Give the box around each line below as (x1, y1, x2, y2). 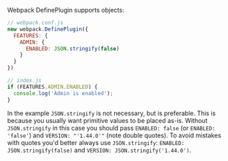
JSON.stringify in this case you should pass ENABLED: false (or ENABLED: (7, 124, 215, 132)
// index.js (7, 77, 42, 84)
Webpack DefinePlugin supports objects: (7, 6, 124, 14)
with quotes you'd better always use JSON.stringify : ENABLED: (7, 138, 185, 146)
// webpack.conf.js (7, 19, 64, 26)
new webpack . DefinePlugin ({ (7, 26, 89, 33)
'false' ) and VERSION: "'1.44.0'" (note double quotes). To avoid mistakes (7, 131, 222, 139)
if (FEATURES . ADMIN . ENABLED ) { (7, 83, 98, 90)
